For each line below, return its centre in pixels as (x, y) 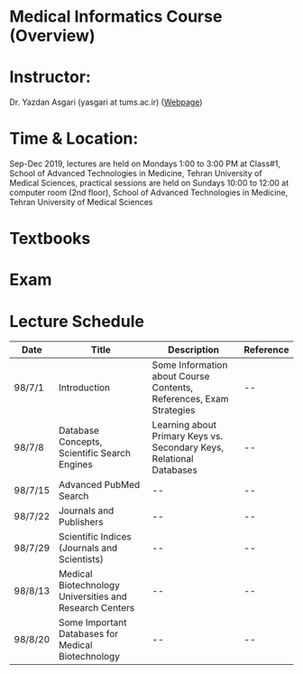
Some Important (92, 623)
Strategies (174, 410)
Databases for (88, 634)
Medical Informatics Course (116, 17)
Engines (75, 464)
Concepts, (80, 442)
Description (193, 350)
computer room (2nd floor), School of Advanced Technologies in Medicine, (149, 192)
